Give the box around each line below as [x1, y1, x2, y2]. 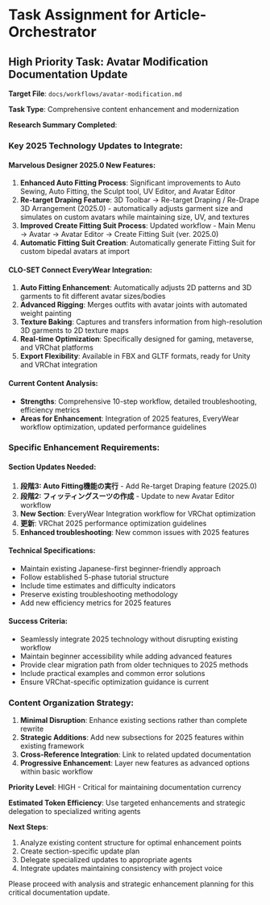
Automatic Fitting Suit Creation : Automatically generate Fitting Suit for [19, 238, 256, 247]
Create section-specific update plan [19, 846, 140, 856]
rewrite [19, 724, 44, 734]
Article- [153, 6, 207, 24]
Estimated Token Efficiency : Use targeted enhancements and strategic [8, 798, 246, 807]
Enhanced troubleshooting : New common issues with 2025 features [19, 527, 250, 537]
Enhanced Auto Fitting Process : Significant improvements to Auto [19, 178, 241, 188]
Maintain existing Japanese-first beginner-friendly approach [19, 563, 222, 573]
